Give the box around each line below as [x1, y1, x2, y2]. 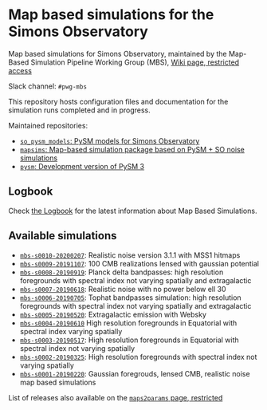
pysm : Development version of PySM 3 [19, 161, 145, 171]
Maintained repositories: [8, 120, 88, 130]
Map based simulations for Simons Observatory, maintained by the [8, 49, 227, 58]
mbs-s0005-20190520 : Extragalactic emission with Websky [19, 309, 207, 319]
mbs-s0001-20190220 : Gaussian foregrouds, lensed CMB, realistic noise [19, 369, 250, 378]
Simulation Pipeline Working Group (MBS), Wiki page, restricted [30, 57, 240, 67]
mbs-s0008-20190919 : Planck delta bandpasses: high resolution [19, 267, 224, 277]
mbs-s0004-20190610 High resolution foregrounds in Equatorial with [19, 317, 238, 328]
